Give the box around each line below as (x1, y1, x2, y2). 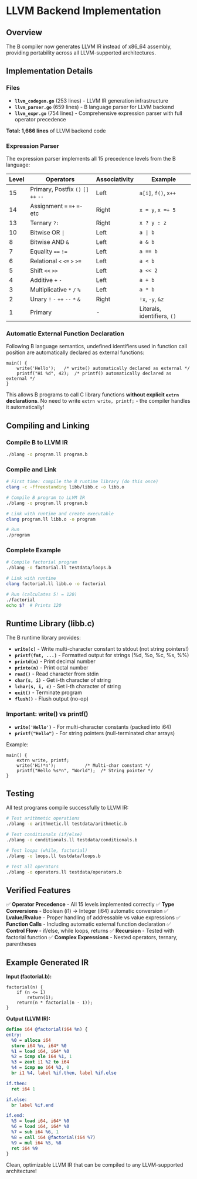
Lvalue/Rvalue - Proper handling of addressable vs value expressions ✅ (6, 914, 181, 921)
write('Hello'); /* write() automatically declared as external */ (16, 365, 191, 372)
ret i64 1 (11, 1086, 35, 1092)
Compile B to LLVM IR (6, 438, 69, 446)
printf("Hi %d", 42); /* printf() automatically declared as (16, 371, 172, 376)
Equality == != (30, 247, 67, 256)
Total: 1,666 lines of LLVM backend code (6, 127, 106, 134)
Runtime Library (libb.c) (6, 619, 95, 628)
